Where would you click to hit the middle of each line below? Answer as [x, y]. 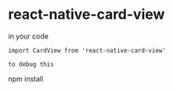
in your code [29, 36]
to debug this [31, 64]
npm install [26, 78]
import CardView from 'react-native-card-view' [87, 50]
